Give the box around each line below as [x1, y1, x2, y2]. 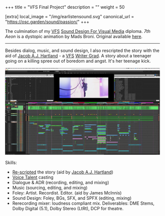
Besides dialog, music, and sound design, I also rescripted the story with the [5, 48, 160, 53]
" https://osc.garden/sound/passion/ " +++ [5, 19, 90, 24]
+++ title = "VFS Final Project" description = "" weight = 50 [5, 4, 125, 10]
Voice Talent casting [12, 174, 54, 180]
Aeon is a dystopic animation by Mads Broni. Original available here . [5, 34, 143, 39]
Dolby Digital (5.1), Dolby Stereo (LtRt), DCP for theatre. [12, 205, 124, 211]
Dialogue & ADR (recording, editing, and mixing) [12, 179, 110, 185]
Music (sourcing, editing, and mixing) [12, 185, 88, 191]
